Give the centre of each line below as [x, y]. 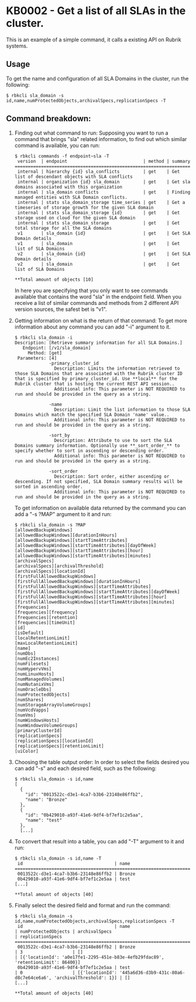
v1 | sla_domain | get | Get [99, 243]
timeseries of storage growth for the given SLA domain [84, 207]
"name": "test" [44, 820]
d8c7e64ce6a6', [33, 978]
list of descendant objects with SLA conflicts [73, 177]
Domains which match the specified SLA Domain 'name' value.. [92, 415]
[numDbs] [25, 654]
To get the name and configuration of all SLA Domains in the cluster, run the [97, 78]
